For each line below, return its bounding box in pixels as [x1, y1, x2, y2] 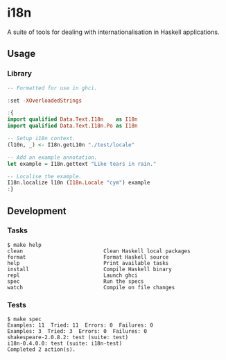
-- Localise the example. [7, 173, 82, 180]
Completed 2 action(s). [7, 346, 76, 353]
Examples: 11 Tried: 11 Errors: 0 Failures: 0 [7, 322, 154, 329]
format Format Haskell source [7, 253, 169, 261]
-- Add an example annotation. [7, 154, 98, 161]
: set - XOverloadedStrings [7, 97, 82, 104]
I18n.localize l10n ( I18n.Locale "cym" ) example [7, 179, 150, 187]
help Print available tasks [7, 259, 169, 266]
